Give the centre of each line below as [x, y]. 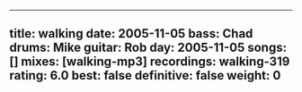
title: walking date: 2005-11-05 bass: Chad [131, 33]
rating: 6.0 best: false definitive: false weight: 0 [145, 75]
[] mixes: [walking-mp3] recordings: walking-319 [150, 62]
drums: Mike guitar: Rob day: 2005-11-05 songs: [148, 48]
